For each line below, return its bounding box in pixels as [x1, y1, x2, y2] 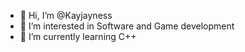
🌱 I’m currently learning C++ [19, 31, 137, 42]
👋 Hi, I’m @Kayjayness [19, 10, 113, 21]
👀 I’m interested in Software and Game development [19, 20, 235, 32]
